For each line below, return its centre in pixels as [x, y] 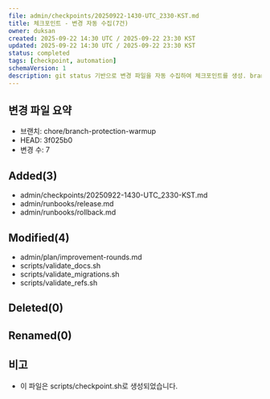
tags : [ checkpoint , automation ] [62, 61]
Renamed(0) [40, 335]
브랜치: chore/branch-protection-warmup [88, 131]
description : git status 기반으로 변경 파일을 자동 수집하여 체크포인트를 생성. [127, 76]
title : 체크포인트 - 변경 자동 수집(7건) [68, 23]
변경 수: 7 [35, 150]
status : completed [39, 53]
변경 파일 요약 [40, 111]
